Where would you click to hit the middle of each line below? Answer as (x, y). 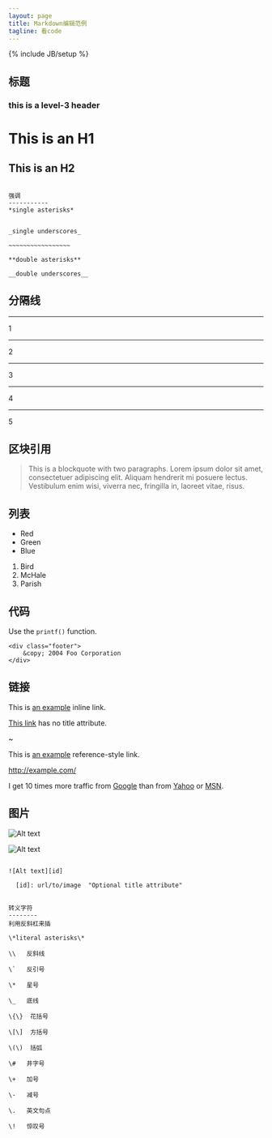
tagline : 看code (35, 31)
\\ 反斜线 (27, 953)
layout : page (30, 16)
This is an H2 (42, 168)
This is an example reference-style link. (74, 754)
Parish (31, 584)
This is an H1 (51, 138)
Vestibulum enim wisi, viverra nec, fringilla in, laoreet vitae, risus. (136, 486)
